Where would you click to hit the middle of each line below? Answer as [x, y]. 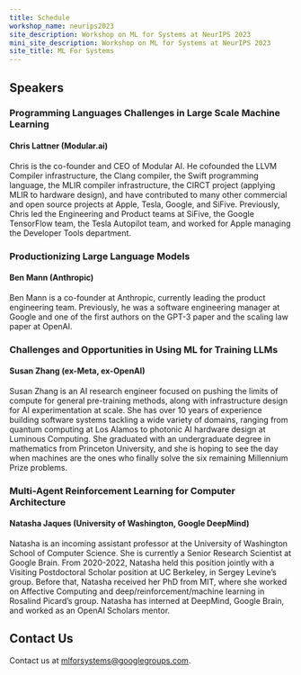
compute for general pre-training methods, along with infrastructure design [149, 400]
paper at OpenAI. [41, 326]
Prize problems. [39, 467]
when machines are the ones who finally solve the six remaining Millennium [149, 458]
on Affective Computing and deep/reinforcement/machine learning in [137, 591]
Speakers [37, 88]
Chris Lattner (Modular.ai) [59, 146]
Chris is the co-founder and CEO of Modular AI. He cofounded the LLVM [143, 166]
